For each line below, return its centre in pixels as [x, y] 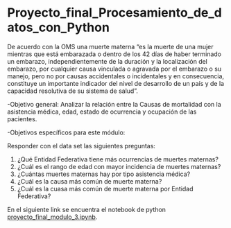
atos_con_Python [58, 27]
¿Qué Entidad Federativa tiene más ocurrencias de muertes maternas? [118, 159]
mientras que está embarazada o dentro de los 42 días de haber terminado [114, 54]
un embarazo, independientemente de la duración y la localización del [108, 61]
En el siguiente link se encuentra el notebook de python [87, 209]
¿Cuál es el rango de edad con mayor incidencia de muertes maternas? [119, 166]
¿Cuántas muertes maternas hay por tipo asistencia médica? [104, 174]
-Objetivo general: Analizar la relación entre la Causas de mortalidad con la [114, 104]
